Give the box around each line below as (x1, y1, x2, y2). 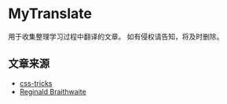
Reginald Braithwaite (19, 87, 86, 96)
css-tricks (19, 78, 53, 87)
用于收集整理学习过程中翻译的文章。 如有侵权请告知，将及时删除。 (8, 32, 224, 41)
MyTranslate (8, 5, 93, 23)
